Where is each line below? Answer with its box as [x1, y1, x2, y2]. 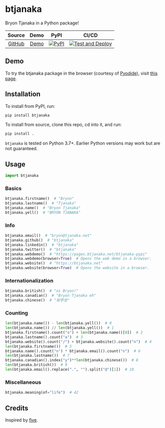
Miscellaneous [5, 379, 41, 386]
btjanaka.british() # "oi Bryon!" [5, 288, 79, 294]
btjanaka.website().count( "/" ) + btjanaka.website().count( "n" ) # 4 [5, 339, 152, 344]
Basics [5, 185, 22, 192]
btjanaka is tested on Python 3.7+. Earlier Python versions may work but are [5, 140, 161, 146]
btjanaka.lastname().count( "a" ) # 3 [5, 335, 83, 340]
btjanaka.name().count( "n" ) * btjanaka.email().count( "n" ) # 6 [5, 348, 141, 353]
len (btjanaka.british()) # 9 [5, 362, 68, 367]
